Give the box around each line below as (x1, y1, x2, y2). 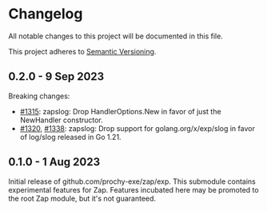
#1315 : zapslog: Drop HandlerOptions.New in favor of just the (19, 106, 221, 116)
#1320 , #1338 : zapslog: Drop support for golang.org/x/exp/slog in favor (19, 123, 256, 133)
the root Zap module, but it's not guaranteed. (8, 193, 157, 203)
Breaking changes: (8, 91, 70, 101)
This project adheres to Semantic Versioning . (8, 46, 157, 56)
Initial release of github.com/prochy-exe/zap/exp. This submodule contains (8, 177, 256, 186)
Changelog (8, 5, 83, 23)
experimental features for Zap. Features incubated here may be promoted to (8, 185, 259, 194)
